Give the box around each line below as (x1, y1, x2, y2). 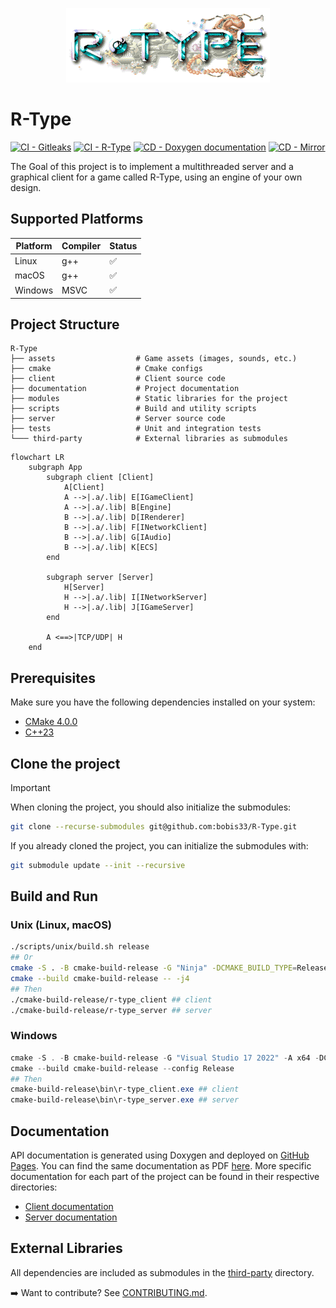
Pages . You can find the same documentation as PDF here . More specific (10, 1159, 312, 1172)
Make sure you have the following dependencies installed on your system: (10, 696, 316, 708)
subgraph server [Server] (46, 573, 155, 583)
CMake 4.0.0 (24, 716, 78, 728)
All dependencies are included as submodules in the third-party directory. (10, 1266, 315, 1278)
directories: (10, 1181, 58, 1193)
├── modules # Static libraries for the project (10, 394, 288, 404)
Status (109, 240, 138, 252)
